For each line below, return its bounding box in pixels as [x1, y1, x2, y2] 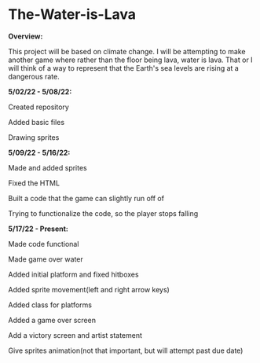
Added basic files [8, 117, 65, 126]
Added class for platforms [8, 300, 93, 310]
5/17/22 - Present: [8, 224, 69, 233]
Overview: [8, 31, 43, 41]
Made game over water [8, 254, 84, 264]
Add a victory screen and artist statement [8, 330, 143, 339]
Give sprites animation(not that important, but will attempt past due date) [8, 346, 244, 355]
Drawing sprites [8, 132, 60, 142]
